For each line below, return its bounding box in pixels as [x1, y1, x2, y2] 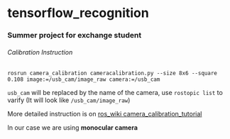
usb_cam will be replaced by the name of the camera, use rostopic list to [7, 89, 224, 97]
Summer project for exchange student [7, 30, 142, 40]
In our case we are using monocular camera [7, 123, 138, 132]
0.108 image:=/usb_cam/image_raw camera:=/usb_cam [7, 76, 160, 83]
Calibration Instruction [7, 48, 73, 56]
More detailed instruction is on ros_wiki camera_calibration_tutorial [7, 110, 202, 118]
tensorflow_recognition [7, 5, 149, 21]
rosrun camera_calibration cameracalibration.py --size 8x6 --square [7, 69, 218, 77]
